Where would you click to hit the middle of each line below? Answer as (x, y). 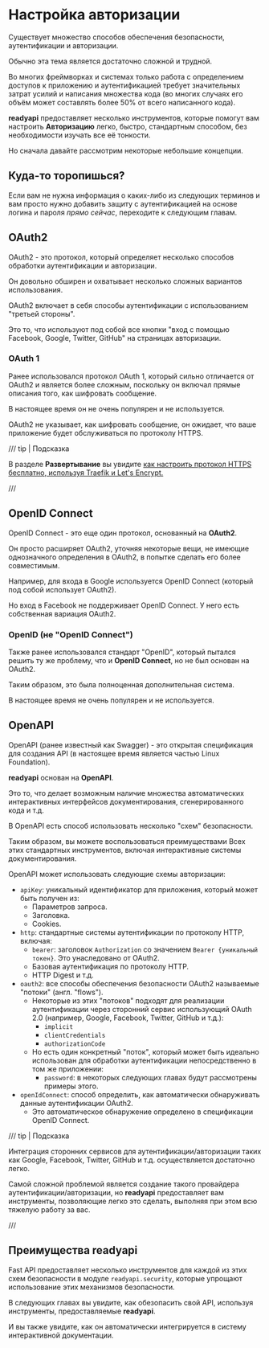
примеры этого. (71, 1086)
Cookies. (47, 924)
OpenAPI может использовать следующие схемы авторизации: (117, 874)
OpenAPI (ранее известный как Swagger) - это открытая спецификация (131, 744)
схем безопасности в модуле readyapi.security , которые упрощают (126, 1278)
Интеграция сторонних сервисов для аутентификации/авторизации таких (135, 1151)
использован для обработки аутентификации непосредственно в (144, 1060)
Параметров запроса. (69, 907)
